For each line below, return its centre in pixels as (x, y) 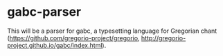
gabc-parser (44, 12)
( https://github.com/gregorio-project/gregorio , (73, 38)
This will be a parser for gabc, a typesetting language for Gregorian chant (112, 31)
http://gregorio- (163, 38)
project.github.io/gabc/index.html (55, 45)
